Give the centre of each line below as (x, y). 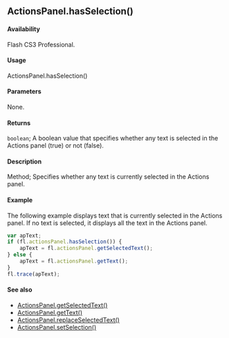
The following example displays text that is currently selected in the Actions (115, 215)
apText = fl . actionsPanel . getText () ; (74, 261)
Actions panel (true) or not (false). (55, 145)
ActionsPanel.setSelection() (57, 327)
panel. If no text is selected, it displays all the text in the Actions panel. (107, 223)
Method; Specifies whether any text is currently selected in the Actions (108, 177)
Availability (24, 29)
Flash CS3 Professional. (41, 44)
